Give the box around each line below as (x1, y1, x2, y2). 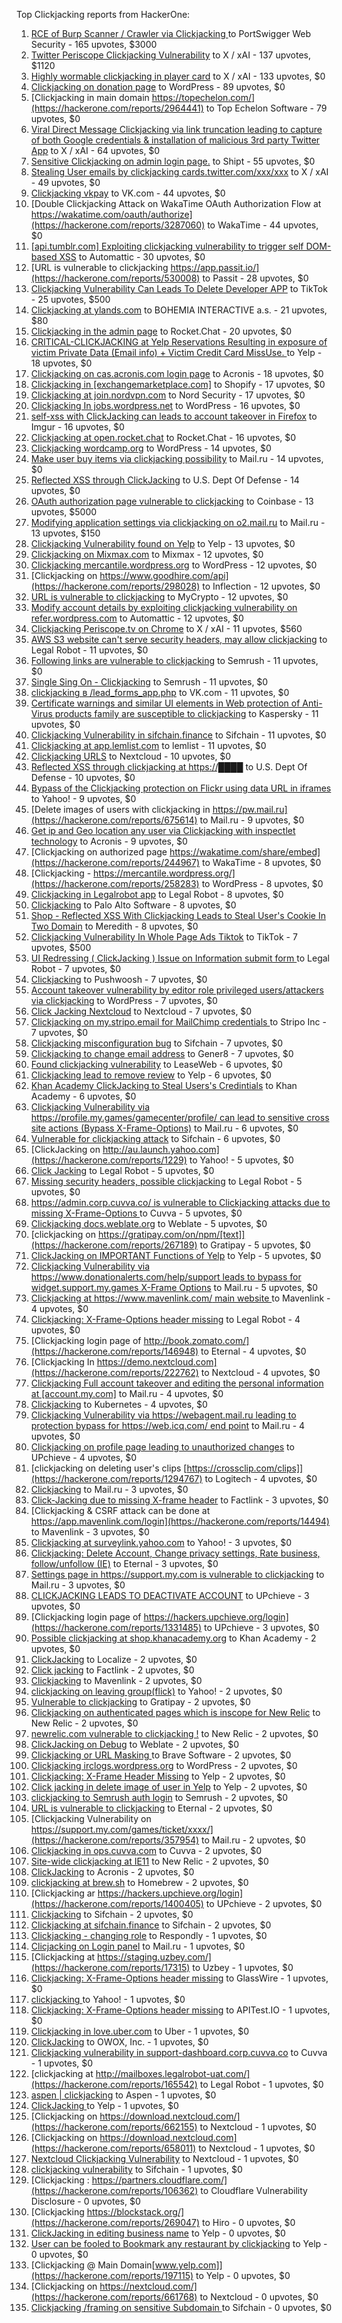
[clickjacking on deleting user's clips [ (30, 1462, 188, 1474)
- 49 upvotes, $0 (30, 177, 101, 188)
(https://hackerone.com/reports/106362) (30, 2185, 199, 2196)
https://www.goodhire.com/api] (99, 570, 229, 581)
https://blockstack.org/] (86, 2206, 185, 2218)
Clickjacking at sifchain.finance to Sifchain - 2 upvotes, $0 (30, 1919, 272, 1931)
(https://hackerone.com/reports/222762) (30, 1367, 199, 1378)
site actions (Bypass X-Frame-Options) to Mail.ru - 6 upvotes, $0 (30, 1122, 299, 1134)
